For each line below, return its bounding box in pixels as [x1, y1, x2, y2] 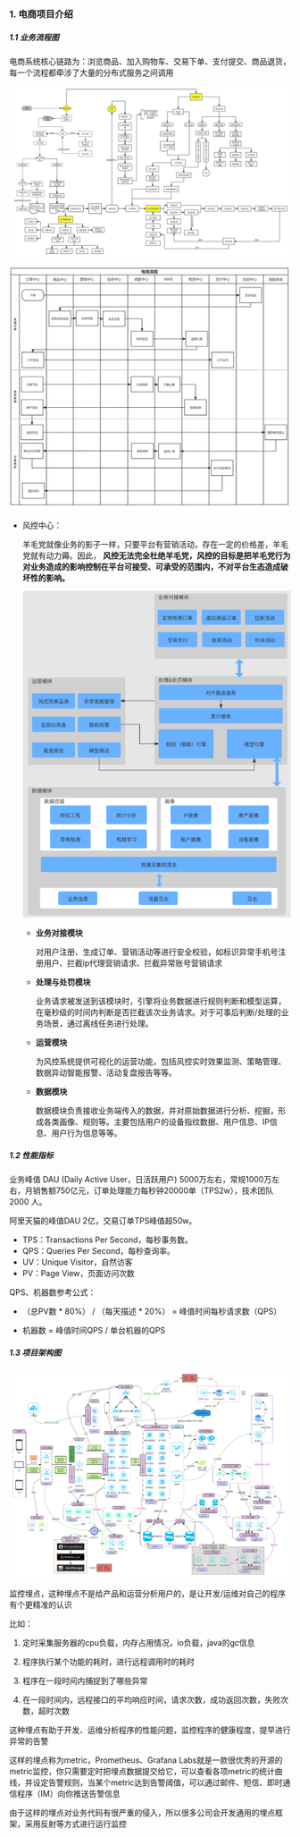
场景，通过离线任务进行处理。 [43, 1018, 154, 1029]
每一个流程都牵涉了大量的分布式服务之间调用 [9, 67, 174, 78]
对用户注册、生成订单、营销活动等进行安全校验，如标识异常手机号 [35, 946, 279, 958]
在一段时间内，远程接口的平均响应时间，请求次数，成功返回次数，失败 [21, 1694, 281, 1705]
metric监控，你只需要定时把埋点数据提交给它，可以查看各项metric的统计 [9, 1765, 275, 1776]
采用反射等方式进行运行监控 [24, 1818, 127, 1829]
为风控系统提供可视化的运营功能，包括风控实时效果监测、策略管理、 [35, 1056, 287, 1067]
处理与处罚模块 [35, 977, 91, 987]
